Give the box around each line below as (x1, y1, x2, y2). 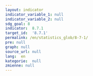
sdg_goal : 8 (5, 21, 30, 26)
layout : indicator (5, 7, 43, 12)
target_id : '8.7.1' (5, 30, 48, 35)
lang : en (5, 53, 26, 59)
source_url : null (5, 49, 41, 54)
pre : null (5, 40, 26, 45)
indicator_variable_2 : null (5, 16, 64, 21)
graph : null (5, 44, 30, 49)
